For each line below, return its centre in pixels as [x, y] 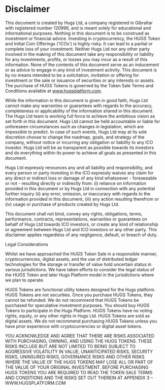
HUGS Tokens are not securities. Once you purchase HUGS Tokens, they [79, 295]
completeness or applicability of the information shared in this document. [79, 111]
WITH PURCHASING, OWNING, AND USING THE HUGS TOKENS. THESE [79, 341]
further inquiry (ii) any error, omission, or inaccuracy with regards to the [78, 194]
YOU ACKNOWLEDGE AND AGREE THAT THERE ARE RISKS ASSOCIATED [80, 336]
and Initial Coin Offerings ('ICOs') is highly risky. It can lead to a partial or [79, 43]
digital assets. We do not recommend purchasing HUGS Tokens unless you [81, 321]
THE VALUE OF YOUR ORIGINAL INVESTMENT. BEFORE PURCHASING [77, 367]
